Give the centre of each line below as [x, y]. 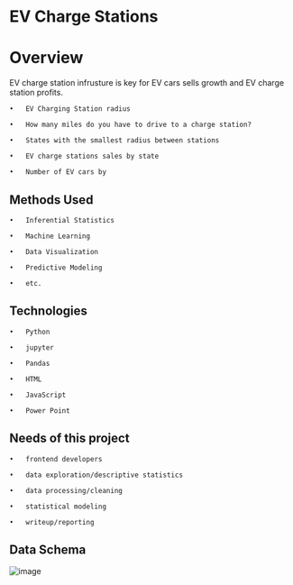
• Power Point [40, 411]
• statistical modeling [58, 507]
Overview [46, 58]
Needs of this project [69, 439]
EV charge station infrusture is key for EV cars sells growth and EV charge [147, 83]
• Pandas [30, 363]
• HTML [26, 379]
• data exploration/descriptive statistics [96, 475]
